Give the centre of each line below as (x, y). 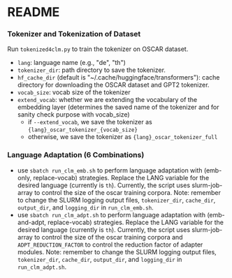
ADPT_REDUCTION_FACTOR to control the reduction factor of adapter (110, 244)
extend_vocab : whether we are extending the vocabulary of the (107, 100)
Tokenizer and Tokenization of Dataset (74, 34)
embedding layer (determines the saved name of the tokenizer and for (118, 107)
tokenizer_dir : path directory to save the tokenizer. (92, 70)
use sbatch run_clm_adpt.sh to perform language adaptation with (111, 214)
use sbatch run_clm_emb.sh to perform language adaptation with (110, 170)
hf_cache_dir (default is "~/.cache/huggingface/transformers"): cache (118, 78)
